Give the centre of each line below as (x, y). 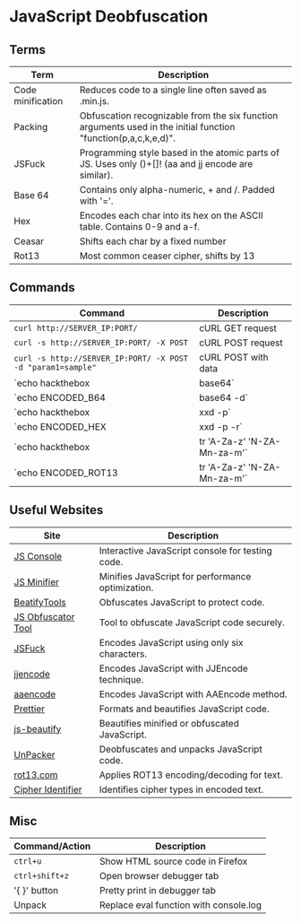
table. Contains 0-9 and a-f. (139, 226)
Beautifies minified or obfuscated (169, 723)
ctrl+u (28, 862)
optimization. (126, 588)
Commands (43, 287)
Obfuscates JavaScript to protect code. (182, 602)
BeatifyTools (40, 602)
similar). (96, 175)
